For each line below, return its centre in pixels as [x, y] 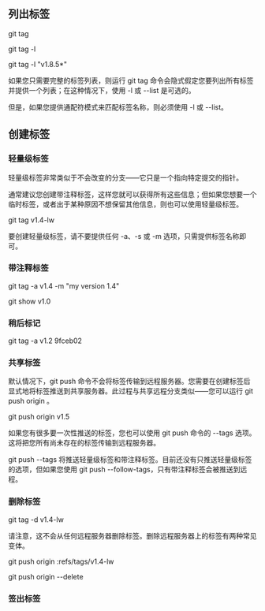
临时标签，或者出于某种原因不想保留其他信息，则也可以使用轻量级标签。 [125, 204]
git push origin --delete [46, 576]
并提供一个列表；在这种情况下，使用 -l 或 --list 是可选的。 [102, 90]
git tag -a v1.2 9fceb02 [45, 341]
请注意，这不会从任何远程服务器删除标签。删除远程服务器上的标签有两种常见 [132, 535]
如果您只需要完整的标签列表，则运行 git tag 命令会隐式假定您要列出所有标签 [131, 80]
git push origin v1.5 [39, 417]
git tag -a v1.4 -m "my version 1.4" [64, 285]
